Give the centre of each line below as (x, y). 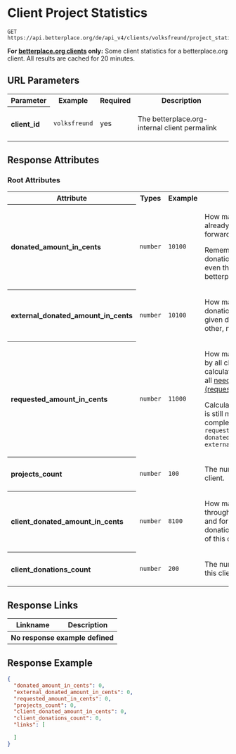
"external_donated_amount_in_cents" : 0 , (73, 692)
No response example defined (63, 638)
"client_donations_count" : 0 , (58, 718)
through (218, 513)
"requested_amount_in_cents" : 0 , (63, 698)
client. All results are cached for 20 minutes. (71, 58)
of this (215, 539)
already (217, 225)
